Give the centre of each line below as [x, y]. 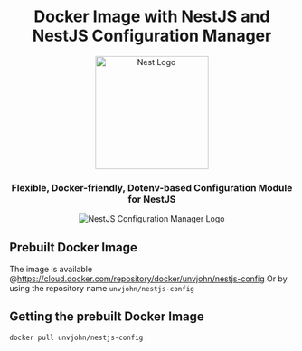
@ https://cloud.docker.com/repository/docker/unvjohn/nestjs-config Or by [148, 279]
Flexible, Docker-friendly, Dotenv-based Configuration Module [152, 187]
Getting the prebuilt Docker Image [107, 317]
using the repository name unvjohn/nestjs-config [102, 289]
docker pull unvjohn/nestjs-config [76, 337]
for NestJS [152, 199]
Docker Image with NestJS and [152, 17]
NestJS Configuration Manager [152, 36]
